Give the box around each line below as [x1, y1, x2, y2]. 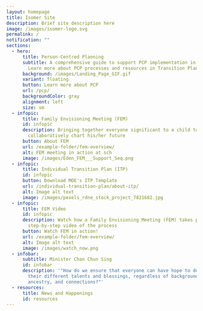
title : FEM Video [22, 206, 66, 212]
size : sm [22, 104, 45, 111]
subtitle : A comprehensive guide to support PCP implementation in [22, 59, 196, 65]
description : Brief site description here [6, 20, 115, 26]
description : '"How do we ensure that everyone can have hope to [22, 267, 190, 274]
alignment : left [22, 99, 63, 105]
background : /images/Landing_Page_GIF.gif [22, 71, 131, 77]
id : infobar [22, 262, 53, 268]
